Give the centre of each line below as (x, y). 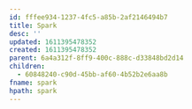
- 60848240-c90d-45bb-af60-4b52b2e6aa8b (92, 75)
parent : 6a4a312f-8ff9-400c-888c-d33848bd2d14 (96, 58)
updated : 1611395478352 (53, 42)
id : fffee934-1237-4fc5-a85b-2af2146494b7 (88, 17)
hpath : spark (33, 91)
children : (27, 67)
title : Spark (33, 25)
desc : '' (25, 33)
